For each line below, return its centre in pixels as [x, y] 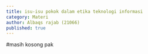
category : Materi [27, 17]
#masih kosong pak [30, 45]
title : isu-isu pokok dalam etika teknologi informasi [75, 11]
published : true [26, 28]
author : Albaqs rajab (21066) [43, 22]
